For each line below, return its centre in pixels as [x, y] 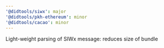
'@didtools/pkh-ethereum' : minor [46, 17]
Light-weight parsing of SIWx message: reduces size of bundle [82, 39]
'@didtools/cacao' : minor [37, 22]
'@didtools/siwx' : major [36, 11]
